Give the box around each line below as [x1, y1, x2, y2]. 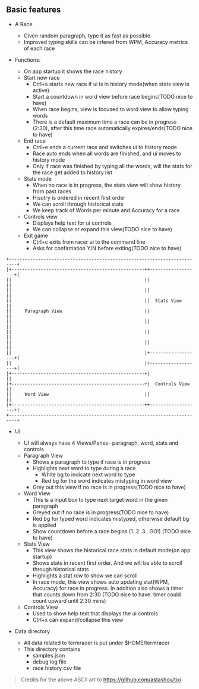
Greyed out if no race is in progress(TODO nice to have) [32, 508, 169, 516]
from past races [32, 187, 72, 195]
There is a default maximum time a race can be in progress [32, 118, 177, 125]
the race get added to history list [32, 169, 113, 176]
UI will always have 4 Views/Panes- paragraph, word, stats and [23, 439, 179, 446]
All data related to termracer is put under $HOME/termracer [23, 639, 170, 646]
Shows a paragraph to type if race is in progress [32, 458, 151, 465]
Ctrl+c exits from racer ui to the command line [32, 238, 146, 246]
